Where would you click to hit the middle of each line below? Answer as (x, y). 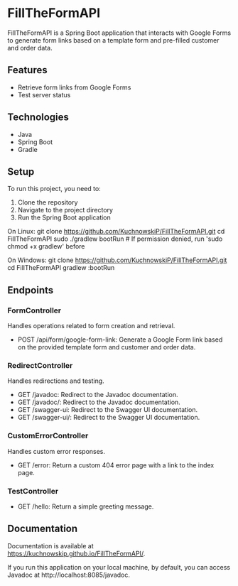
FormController (34, 310)
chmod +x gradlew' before (46, 246)
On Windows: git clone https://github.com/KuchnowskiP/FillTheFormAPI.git (117, 260)
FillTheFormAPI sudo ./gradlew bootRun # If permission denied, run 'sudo (115, 239)
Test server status (44, 94)
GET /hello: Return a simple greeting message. (86, 506)
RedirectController (40, 365)
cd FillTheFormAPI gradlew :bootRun (61, 268)
